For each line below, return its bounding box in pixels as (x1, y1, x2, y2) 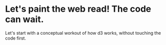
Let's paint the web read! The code (5, 3, 151, 15)
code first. (5, 35, 26, 41)
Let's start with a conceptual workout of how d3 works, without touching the (5, 30, 161, 36)
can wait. (5, 14, 44, 25)
